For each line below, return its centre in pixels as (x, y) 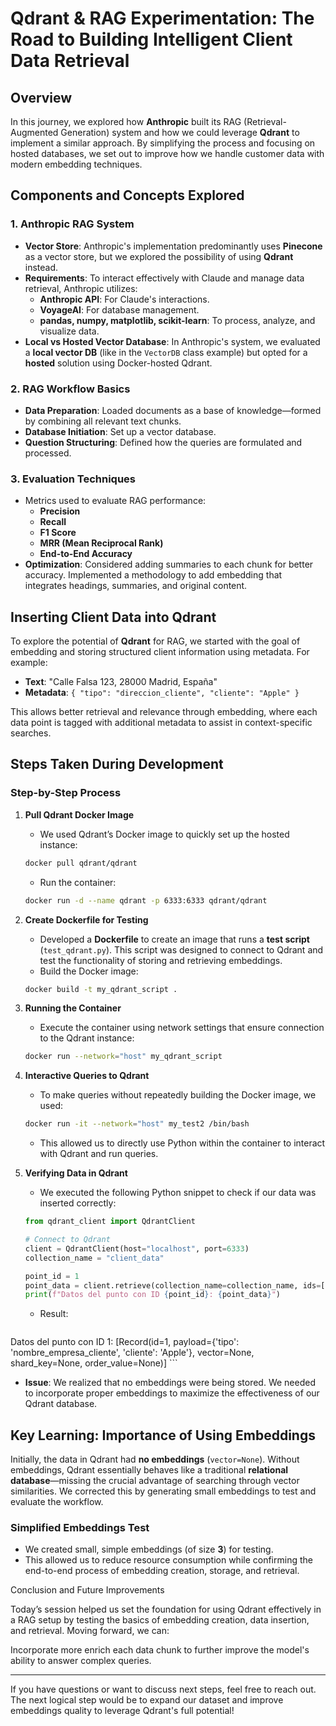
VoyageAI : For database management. (119, 309)
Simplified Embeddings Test (80, 1528)
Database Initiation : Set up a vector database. (120, 431)
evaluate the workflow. (57, 1502)
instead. (41, 267)
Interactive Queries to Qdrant (87, 1076)
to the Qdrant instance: (87, 1038)
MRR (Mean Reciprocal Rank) (101, 543)
